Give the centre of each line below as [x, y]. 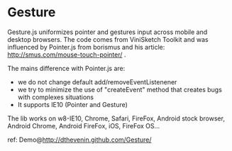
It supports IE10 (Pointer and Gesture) [72, 104]
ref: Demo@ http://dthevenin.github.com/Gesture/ [79, 140]
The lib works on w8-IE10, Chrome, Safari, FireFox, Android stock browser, [116, 118]
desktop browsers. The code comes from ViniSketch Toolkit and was [108, 39]
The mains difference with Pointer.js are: [66, 68]
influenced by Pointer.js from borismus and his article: [86, 47]
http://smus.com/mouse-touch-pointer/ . [67, 55]
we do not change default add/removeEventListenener [97, 82]
